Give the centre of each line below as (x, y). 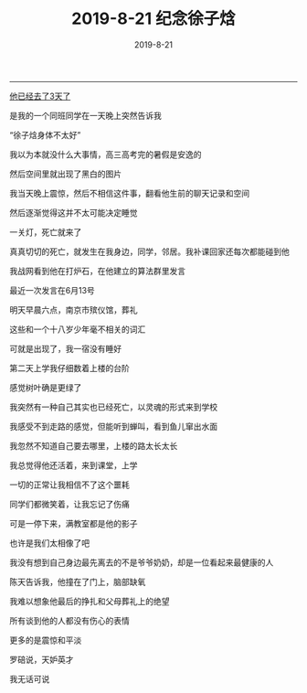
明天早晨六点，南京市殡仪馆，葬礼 (74, 309)
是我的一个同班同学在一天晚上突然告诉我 (85, 115)
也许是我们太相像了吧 (49, 543)
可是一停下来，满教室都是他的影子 (74, 523)
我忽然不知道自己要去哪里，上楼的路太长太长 (94, 445)
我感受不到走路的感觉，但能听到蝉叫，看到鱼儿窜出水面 (113, 426)
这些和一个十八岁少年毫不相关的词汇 (78, 329)
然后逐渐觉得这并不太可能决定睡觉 (74, 212)
